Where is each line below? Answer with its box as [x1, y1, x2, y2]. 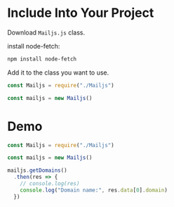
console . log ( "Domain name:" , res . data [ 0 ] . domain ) [20, 187, 168, 194]
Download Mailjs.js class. [7, 28, 86, 37]
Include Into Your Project [7, 5, 154, 21]
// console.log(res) [20, 180, 80, 187]
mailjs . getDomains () [7, 167, 68, 174]
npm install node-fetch [7, 55, 77, 63]
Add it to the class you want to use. [7, 68, 109, 77]
